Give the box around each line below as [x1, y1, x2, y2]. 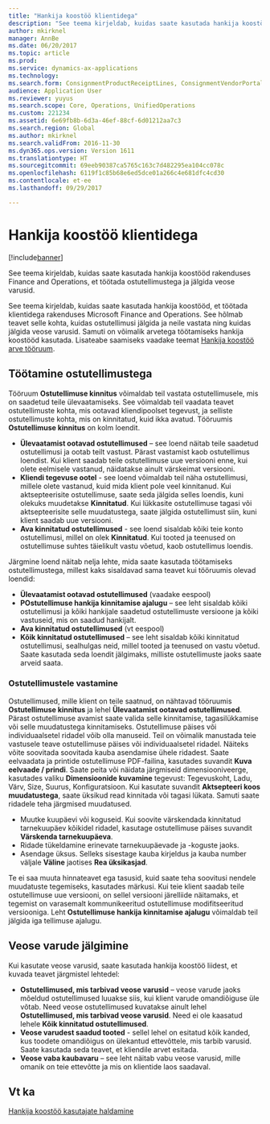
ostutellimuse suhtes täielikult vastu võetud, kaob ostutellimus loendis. [19, 541, 253, 550]
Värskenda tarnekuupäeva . [19, 832, 113, 841]
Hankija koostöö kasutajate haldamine [8, 1106, 134, 1116]
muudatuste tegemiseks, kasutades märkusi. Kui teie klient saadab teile [8, 881, 245, 891]
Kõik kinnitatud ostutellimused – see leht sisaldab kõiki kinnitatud [19, 632, 239, 641]
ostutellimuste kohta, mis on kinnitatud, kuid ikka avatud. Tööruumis [8, 414, 233, 424]
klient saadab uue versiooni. [19, 515, 114, 525]
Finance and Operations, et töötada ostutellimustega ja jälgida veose [8, 276, 235, 286]
